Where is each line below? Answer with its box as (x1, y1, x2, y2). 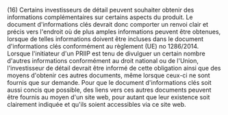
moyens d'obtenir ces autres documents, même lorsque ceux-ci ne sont (7, 71, 210, 79)
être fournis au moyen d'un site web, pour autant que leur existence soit (7, 93, 210, 101)
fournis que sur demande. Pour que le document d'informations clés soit (7, 79, 212, 86)
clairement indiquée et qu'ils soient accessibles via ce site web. (7, 101, 186, 108)
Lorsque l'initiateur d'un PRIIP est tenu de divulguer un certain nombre (7, 49, 205, 57)
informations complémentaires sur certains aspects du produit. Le (7, 13, 193, 21)
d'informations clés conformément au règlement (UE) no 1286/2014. (7, 42, 199, 50)
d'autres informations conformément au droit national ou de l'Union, (7, 57, 199, 64)
